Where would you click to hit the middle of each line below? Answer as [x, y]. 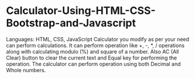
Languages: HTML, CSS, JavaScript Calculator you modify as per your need [97, 39]
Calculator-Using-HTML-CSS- [81, 11]
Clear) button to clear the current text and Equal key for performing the [92, 58]
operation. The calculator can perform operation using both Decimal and [93, 64]
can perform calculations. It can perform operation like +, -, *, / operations [95, 45]
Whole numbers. [26, 70]
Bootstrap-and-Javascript [71, 23]
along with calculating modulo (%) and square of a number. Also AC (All [93, 51]
